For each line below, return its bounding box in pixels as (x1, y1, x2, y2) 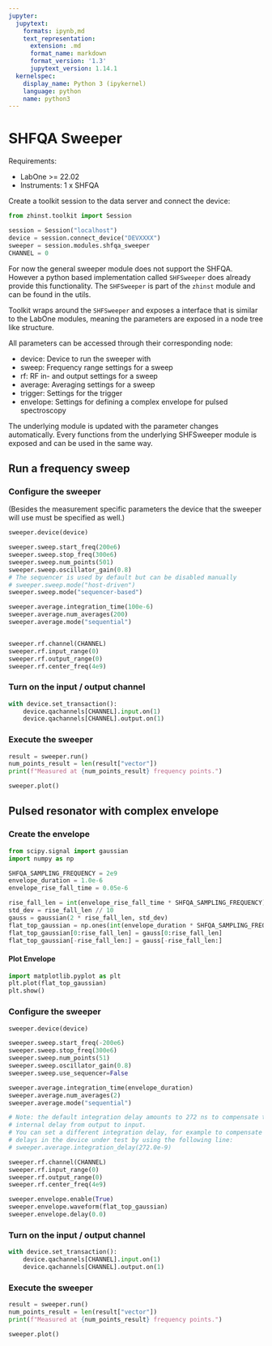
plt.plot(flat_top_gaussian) (8, 979, 107, 987)
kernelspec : (15, 72, 57, 80)
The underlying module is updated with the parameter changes (8, 421, 219, 431)
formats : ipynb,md (23, 27, 85, 35)
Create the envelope (8, 829, 91, 840)
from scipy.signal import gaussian (8, 847, 129, 855)
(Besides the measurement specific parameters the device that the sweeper (8, 504, 261, 514)
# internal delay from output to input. (8, 1121, 147, 1129)
